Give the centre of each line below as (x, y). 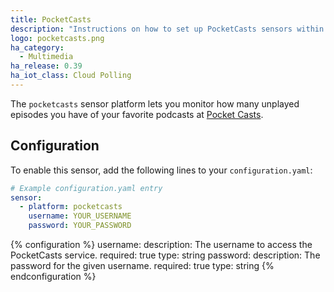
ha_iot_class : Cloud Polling (71, 76)
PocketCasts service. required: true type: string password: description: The (165, 255)
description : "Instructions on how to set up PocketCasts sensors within (167, 29)
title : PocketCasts (51, 19)
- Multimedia (46, 57)
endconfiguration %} (53, 277)
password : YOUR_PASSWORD (80, 226)
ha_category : (37, 47)
